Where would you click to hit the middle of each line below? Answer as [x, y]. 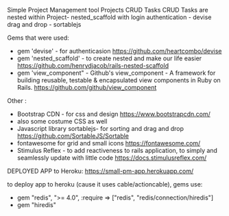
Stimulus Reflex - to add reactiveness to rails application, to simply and [117, 151]
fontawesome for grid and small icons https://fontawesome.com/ [109, 143]
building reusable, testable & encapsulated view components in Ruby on [119, 80]
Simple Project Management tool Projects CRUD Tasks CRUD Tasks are [108, 10]
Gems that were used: [38, 38]
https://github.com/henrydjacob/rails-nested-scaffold [93, 65]
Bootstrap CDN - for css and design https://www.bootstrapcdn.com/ [113, 114]
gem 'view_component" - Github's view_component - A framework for [116, 73]
